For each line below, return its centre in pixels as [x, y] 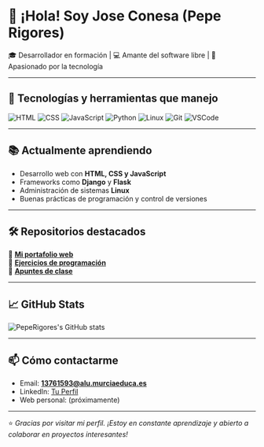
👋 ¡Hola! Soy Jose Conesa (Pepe [115, 16]
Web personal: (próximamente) [70, 400]
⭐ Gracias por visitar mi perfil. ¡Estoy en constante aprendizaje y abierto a [128, 423]
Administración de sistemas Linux [74, 190]
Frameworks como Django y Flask [75, 182]
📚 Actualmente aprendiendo [80, 151]
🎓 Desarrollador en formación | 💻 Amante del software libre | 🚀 [112, 55]
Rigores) [37, 33]
